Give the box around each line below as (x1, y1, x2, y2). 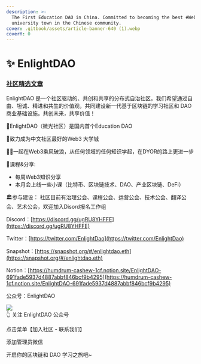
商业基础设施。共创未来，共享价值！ (6, 109, 96, 117)
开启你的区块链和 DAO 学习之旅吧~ (6, 351, 92, 358)
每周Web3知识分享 (14, 173, 62, 181)
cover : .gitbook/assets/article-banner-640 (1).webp (6, 25, 141, 32)
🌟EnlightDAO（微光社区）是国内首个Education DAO (6, 122, 133, 130)
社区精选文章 (6, 80, 44, 88)
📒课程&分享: (6, 160, 36, 168)
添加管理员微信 (6, 338, 43, 345)
